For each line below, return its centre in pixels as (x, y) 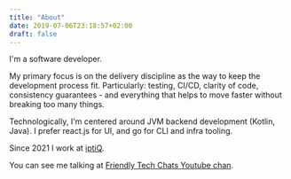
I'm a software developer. (55, 59)
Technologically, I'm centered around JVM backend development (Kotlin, (142, 121)
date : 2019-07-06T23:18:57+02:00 (71, 26)
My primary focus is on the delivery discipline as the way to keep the (135, 76)
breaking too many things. (57, 105)
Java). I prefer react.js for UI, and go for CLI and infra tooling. (121, 131)
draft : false (33, 34)
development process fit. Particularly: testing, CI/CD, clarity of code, (134, 86)
